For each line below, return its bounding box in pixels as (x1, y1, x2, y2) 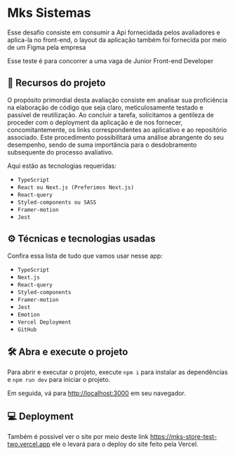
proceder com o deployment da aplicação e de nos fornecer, (7, 118, 183, 126)
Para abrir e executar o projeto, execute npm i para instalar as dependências (7, 368, 228, 376)
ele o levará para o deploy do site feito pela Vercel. (51, 440, 199, 449)
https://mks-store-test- (149, 433, 217, 441)
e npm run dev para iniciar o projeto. (7, 376, 111, 384)
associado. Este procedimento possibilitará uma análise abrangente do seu (7, 133, 224, 141)
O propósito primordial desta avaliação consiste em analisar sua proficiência (7, 95, 228, 104)
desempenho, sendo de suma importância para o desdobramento (7, 140, 197, 149)
